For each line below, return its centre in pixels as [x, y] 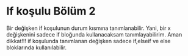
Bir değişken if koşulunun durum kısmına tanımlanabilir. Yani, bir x [89, 28]
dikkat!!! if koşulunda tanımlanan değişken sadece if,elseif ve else [89, 41]
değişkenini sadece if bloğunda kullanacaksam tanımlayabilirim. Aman [94, 34]
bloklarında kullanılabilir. [37, 47]
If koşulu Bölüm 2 [51, 11]
